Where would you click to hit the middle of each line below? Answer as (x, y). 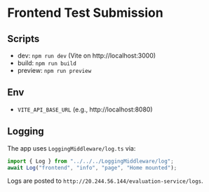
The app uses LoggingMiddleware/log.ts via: (72, 148)
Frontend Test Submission (85, 13)
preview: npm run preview (54, 70)
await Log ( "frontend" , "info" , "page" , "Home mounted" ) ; (92, 167)
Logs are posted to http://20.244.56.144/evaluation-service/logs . (105, 181)
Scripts (23, 39)
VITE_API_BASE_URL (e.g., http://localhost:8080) (85, 109)
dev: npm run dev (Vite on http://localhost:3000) (87, 55)
